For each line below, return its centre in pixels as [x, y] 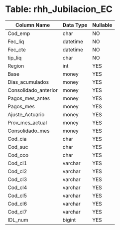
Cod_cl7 [17, 212]
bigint [69, 220]
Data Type [75, 25]
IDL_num [18, 220]
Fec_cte [17, 49]
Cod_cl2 [17, 171]
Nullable [102, 25]
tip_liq [15, 57]
